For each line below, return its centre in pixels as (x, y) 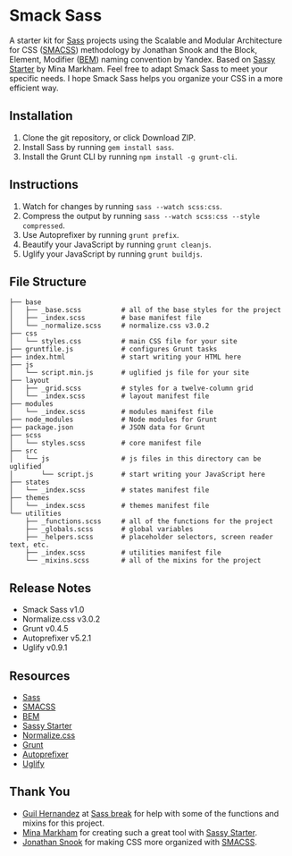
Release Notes (50, 588)
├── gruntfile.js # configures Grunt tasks (113, 350)
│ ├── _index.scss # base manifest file (105, 318)
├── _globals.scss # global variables (109, 530)
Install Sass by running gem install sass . (98, 147)
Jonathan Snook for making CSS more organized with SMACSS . (139, 842)
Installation (41, 116)
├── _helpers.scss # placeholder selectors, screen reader (150, 538)
